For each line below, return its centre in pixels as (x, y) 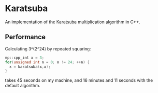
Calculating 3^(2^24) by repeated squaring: (48, 48)
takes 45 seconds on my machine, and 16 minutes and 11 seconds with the (79, 80)
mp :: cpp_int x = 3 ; (25, 58)
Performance (25, 37)
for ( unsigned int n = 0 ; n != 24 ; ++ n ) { (47, 62)
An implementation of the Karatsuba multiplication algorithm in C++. (73, 22)
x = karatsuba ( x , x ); (30, 67)
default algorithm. (23, 86)
